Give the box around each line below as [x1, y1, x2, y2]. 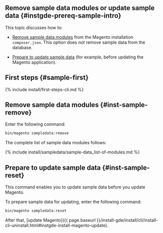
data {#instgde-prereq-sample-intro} [5, 12, 121, 20]
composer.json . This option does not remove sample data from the [12, 39, 145, 45]
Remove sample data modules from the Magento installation [12, 34, 134, 40]
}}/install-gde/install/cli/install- [96, 217, 158, 223]
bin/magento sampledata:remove [5, 131, 69, 136]
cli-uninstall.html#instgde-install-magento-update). [5, 223, 109, 228]
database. [12, 44, 33, 51]
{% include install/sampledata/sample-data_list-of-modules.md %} [5, 149, 140, 155]
